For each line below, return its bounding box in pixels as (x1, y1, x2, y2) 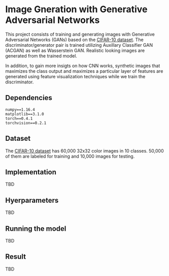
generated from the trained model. (5, 52, 78, 59)
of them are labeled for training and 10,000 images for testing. (5, 153, 135, 159)
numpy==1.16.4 (5, 107, 36, 112)
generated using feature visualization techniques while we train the (5, 73, 146, 79)
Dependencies (5, 94, 52, 102)
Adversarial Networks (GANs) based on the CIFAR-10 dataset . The (5, 37, 144, 43)
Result (5, 253, 26, 261)
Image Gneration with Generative (5, 4, 148, 15)
